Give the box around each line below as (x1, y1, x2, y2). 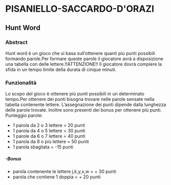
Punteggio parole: (5, 113, 43, 119)
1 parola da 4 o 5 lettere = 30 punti (12, 128, 86, 134)
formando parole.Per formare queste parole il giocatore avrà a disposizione (5, 56, 163, 62)
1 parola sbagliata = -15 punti (12, 144, 74, 150)
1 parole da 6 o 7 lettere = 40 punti (12, 133, 86, 139)
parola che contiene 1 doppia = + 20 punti (12, 174, 101, 180)
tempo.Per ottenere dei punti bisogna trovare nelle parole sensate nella (5, 96, 155, 102)
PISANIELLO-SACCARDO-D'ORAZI (5, 3, 155, 15)
